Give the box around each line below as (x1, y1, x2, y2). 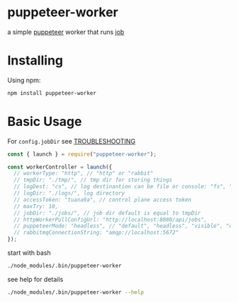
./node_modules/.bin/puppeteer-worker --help (7, 288, 144, 296)
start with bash (7, 248, 51, 257)
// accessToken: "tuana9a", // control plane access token (13, 196, 192, 203)
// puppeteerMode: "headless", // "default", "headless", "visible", (13, 222, 223, 230)
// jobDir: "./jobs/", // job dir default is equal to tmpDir (13, 210, 201, 217)
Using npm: (7, 76, 41, 84)
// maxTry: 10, (13, 202, 59, 210)
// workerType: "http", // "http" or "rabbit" (13, 170, 154, 177)
